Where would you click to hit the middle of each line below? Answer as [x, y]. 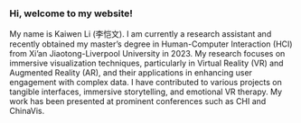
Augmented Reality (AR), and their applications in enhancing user [131, 73]
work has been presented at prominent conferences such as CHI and [138, 101]
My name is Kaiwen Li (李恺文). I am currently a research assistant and [141, 34]
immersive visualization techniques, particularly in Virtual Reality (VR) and [146, 63]
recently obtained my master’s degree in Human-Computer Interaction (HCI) [151, 44]
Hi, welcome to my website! [71, 13]
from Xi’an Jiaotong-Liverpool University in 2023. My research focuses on [147, 54]
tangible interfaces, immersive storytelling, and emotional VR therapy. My [146, 92]
